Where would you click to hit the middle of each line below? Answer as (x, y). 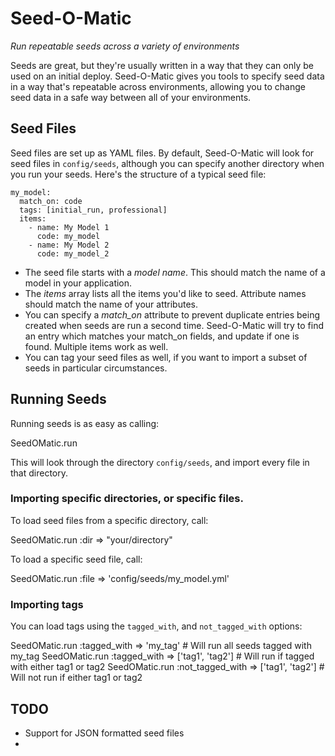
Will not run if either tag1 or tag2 (76, 678)
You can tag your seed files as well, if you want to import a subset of (166, 357)
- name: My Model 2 (69, 245)
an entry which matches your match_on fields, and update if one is (162, 336)
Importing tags (47, 604)
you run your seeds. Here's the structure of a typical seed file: (138, 174)
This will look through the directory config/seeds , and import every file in (160, 462)
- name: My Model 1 (69, 227)
